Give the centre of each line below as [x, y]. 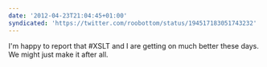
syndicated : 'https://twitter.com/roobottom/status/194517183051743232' [133, 23]
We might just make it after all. [58, 54]
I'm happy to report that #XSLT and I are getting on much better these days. [133, 45]
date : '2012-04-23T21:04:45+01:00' [68, 16]
